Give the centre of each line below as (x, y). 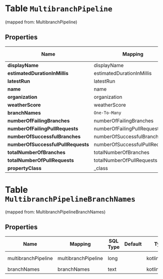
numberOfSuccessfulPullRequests (48, 144)
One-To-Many (107, 113)
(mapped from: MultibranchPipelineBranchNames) (55, 212)
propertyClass (24, 168)
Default (133, 244)
